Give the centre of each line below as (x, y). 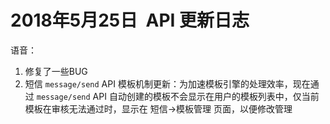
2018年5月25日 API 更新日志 (130, 20)
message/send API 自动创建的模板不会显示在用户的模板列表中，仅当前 (178, 96)
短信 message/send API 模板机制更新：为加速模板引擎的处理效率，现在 (167, 83)
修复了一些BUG (56, 71)
